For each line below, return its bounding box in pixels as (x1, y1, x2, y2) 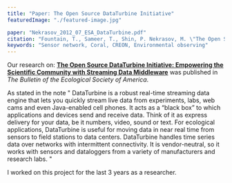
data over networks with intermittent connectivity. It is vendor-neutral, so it (7, 140, 220, 148)
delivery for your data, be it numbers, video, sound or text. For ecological (7, 118, 215, 126)
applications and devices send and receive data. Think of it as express (7, 111, 208, 119)
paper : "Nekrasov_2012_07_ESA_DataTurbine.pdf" (7, 29, 147, 36)
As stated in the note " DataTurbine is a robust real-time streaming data (7, 89, 210, 97)
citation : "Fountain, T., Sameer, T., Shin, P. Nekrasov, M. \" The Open (7, 35, 221, 42)
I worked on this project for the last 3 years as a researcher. (7, 168, 177, 177)
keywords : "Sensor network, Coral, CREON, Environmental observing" (7, 42, 209, 49)
